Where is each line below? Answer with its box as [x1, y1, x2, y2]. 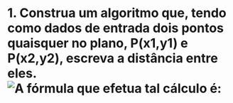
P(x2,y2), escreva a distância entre [7, 50, 218, 67]
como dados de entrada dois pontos [7, 20, 224, 36]
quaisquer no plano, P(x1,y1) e [7, 36, 188, 51]
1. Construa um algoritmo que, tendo [7, 5, 227, 21]
